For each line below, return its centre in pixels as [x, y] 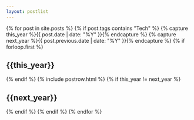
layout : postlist [27, 11]
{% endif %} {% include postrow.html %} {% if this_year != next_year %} [93, 79]
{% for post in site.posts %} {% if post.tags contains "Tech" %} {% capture [97, 28]
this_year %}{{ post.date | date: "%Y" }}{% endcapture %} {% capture [91, 34]
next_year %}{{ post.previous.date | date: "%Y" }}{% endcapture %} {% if [96, 40]
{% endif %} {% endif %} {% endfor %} [54, 112]
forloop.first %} [25, 47]
